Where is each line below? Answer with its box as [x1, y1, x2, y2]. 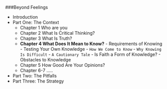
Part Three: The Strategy [12, 78, 64, 84]
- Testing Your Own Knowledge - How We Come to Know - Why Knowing [20, 46, 162, 52]
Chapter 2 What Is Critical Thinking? [20, 30, 95, 36]
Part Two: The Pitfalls [12, 73, 57, 78]
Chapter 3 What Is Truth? [20, 35, 72, 41]
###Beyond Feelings [5, 5, 48, 10]
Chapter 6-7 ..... [20, 67, 53, 73]
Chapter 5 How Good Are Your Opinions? [20, 62, 105, 68]
